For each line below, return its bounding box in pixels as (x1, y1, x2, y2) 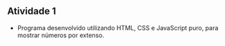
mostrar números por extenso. (17, 31, 105, 39)
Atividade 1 (7, 5, 56, 17)
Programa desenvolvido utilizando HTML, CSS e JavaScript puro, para (17, 23, 219, 32)
